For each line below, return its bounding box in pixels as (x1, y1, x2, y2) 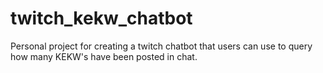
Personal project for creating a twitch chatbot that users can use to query (10, 40, 313, 52)
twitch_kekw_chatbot (10, 7, 193, 30)
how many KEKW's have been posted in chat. (10, 50, 198, 62)
